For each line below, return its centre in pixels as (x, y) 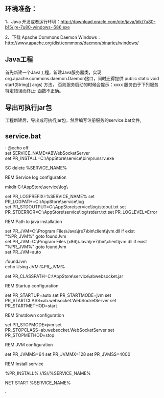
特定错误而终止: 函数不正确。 (34, 90)
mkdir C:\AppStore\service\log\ (36, 187)
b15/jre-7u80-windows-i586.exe (37, 27)
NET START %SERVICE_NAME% (38, 383)
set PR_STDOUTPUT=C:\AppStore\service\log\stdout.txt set (66, 207)
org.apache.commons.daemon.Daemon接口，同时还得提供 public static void (82, 78)
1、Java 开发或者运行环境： (33, 22)
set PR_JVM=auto (23, 252)
